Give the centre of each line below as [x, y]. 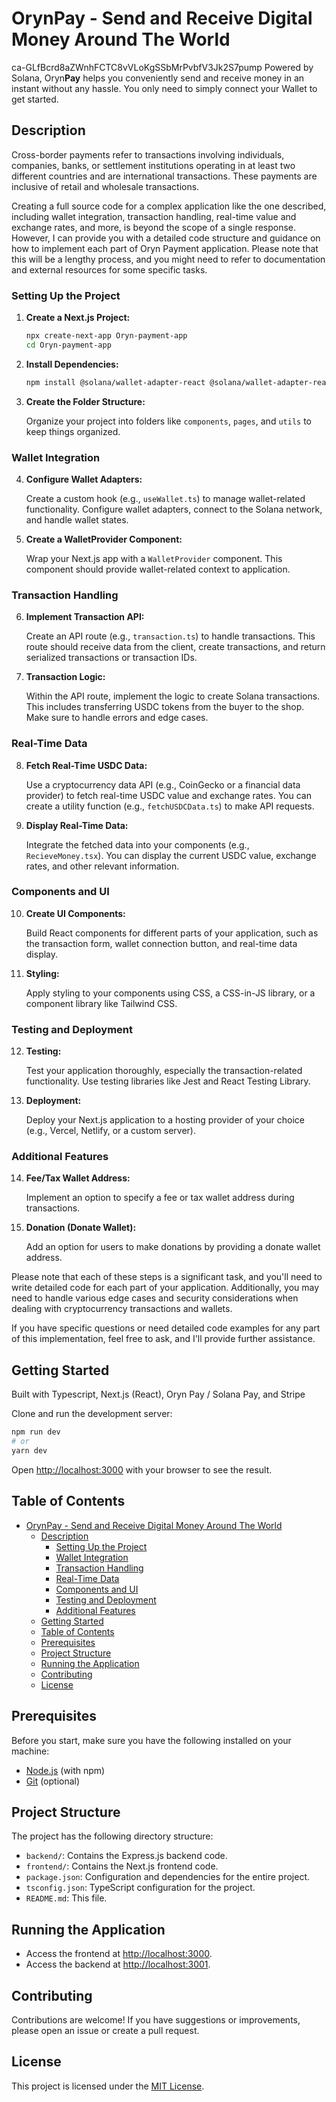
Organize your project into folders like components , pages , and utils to [168, 421]
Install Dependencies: [72, 364]
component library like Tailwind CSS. [101, 1003]
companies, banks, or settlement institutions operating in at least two [153, 165]
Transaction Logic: [65, 677]
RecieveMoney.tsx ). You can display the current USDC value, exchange [171, 855]
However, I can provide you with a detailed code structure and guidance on [166, 238]
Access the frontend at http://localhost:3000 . [119, 1954]
